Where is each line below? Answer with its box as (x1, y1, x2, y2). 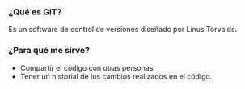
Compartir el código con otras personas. (19, 63, 156, 72)
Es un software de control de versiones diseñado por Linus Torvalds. (8, 25, 238, 34)
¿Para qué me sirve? (8, 45, 91, 56)
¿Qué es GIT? (8, 6, 62, 18)
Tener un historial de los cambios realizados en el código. (19, 71, 213, 81)
